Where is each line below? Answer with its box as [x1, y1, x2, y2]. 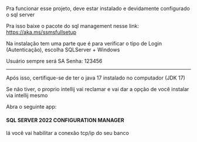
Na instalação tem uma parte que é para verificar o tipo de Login [6, 40, 162, 47]
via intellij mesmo [6, 92, 48, 99]
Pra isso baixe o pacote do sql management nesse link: [6, 23, 140, 29]
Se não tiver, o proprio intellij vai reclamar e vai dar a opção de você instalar [6, 86, 189, 92]
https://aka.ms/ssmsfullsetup [6, 29, 77, 36]
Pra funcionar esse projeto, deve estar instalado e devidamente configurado [6, 5, 191, 12]
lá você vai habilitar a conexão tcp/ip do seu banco [6, 130, 129, 137]
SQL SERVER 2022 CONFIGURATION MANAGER [6, 116, 124, 123]
